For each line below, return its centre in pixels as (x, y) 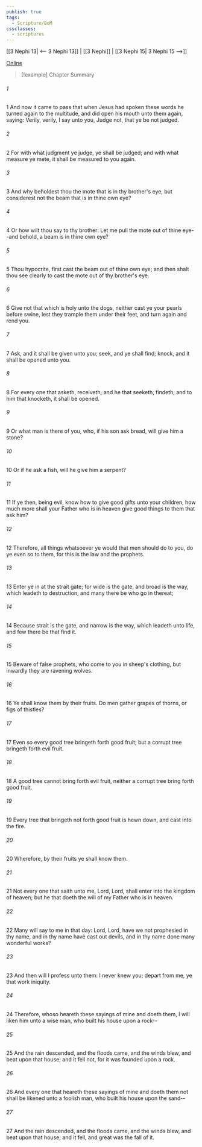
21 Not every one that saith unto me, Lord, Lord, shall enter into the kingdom (101, 891)
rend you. (18, 321)
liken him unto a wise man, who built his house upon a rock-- (82, 1020)
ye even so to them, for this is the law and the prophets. (75, 554)
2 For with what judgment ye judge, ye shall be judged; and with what (93, 152)
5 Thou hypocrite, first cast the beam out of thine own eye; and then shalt (98, 269)
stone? (14, 437)
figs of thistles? (25, 709)
